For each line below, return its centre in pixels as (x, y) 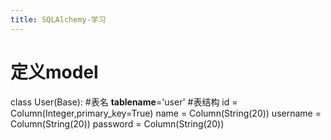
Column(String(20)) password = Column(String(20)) (117, 123)
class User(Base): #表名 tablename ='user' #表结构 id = (124, 102)
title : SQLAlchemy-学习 (58, 19)
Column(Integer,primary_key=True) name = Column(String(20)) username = (166, 113)
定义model (54, 72)
